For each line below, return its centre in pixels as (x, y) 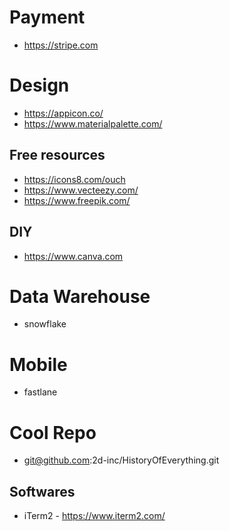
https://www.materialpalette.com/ (93, 123)
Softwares (42, 491)
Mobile (38, 364)
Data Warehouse (80, 296)
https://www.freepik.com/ (77, 200)
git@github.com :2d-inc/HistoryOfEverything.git (121, 460)
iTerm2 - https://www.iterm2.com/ (94, 516)
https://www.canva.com (73, 256)
